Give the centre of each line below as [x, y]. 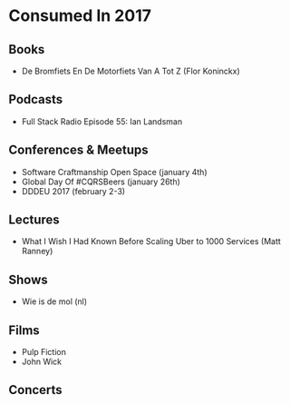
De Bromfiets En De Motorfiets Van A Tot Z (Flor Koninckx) [131, 71]
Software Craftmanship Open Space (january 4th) [114, 172]
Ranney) [37, 251]
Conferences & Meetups [78, 150]
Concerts [35, 390]
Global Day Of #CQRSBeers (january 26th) [101, 182]
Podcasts [36, 99]
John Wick [42, 362]
